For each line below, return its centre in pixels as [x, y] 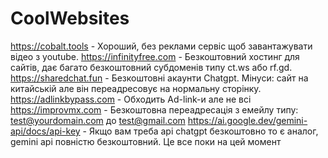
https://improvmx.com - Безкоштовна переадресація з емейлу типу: [154, 109]
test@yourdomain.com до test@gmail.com [98, 120]
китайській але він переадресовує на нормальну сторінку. [136, 88]
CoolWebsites [70, 18]
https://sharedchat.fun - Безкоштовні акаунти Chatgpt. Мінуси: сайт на [159, 78]
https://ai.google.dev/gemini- [247, 120]
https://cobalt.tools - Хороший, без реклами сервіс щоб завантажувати [161, 46]
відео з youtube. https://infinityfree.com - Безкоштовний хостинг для [155, 56]
